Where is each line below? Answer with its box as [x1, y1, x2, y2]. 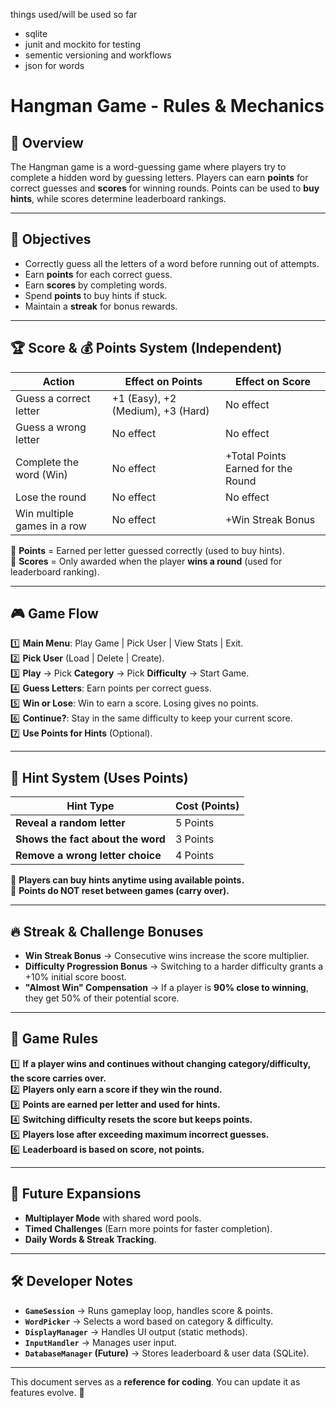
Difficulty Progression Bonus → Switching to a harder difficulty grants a [24, 960, 324, 973]
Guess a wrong [15, 420, 87, 434]
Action [42, 374, 75, 388]
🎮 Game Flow [10, 605, 99, 623]
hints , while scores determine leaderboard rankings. [10, 193, 227, 204]
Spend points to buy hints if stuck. [24, 289, 168, 301]
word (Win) [15, 467, 68, 481]
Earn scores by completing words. [24, 279, 168, 291]
